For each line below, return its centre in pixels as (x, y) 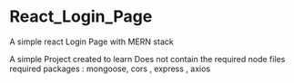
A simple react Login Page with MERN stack (92, 41)
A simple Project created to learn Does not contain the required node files (147, 59)
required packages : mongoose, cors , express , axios (110, 69)
